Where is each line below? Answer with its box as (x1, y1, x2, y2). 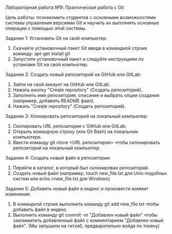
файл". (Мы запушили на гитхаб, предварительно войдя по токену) (12, 223, 160, 229)
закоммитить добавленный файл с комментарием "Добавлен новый (12, 218, 164, 223)
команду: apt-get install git (12, 51, 70, 56)
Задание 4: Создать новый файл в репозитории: (5, 155, 111, 161)
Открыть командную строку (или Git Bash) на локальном (12, 128, 139, 134)
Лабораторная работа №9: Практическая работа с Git (5, 5, 124, 10)
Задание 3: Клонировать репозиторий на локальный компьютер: (5, 113, 148, 119)
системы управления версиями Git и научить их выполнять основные (5, 20, 159, 26)
